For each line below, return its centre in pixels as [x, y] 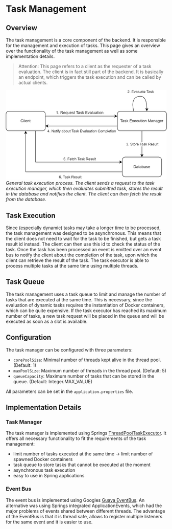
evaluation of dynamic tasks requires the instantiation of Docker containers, [85, 305]
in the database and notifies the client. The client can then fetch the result [84, 194]
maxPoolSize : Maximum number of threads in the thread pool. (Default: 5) [90, 370]
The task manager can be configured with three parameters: [69, 350]
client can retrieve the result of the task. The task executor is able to [78, 260]
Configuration [29, 337]
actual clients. [33, 83]
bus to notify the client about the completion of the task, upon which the [82, 255]
